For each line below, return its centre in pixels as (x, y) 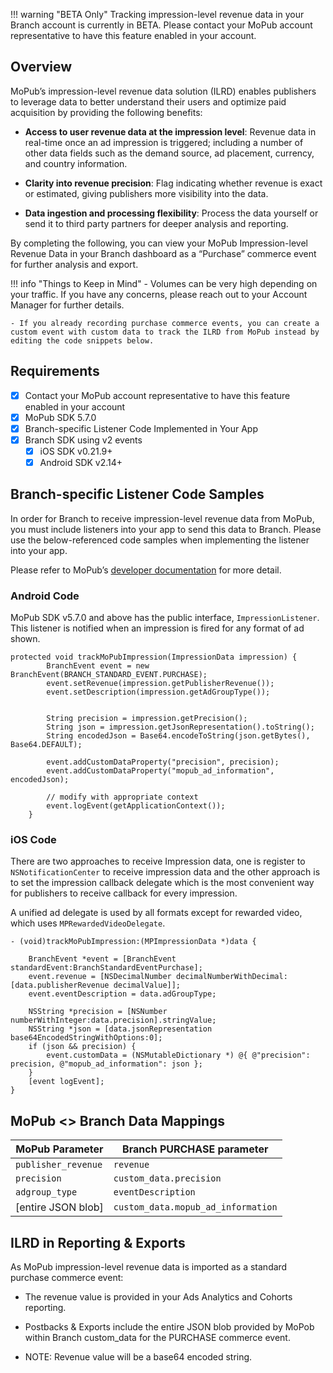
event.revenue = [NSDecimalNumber (100, 977)
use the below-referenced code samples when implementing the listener (160, 540)
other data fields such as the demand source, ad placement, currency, (169, 153)
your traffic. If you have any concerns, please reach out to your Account (159, 294)
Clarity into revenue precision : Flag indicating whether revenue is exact (173, 183)
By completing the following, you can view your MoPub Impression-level (159, 243)
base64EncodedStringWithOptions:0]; (86, 1038)
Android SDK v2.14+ (81, 462)
